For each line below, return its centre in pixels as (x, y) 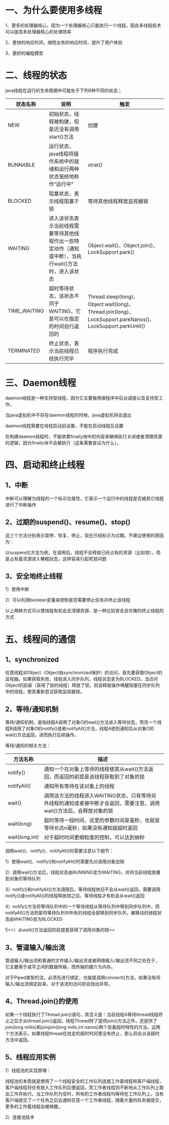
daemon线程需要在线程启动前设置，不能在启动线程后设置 (64, 426)
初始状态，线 (64, 114)
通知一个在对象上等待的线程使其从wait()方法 (96, 769)
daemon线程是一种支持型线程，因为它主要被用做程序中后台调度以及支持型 (82, 398)
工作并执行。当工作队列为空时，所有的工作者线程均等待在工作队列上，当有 (87, 1094)
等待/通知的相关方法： (28, 746)
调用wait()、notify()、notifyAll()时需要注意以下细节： (60, 851)
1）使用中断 (17, 589)
